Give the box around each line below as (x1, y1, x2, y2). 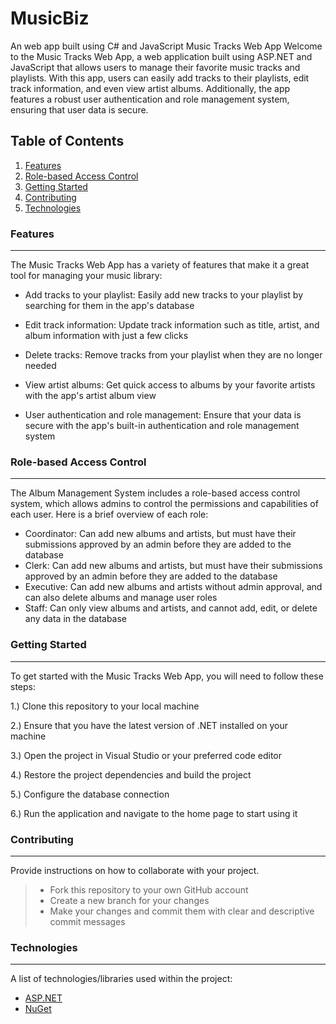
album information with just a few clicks (24, 330, 189, 342)
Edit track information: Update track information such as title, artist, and (24, 319, 320, 331)
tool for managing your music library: (10, 270, 163, 282)
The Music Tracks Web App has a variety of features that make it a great (10, 259, 310, 271)
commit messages (49, 915, 126, 927)
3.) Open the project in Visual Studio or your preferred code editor (10, 749, 283, 761)
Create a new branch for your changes (49, 894, 210, 906)
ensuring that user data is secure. (10, 103, 149, 116)
